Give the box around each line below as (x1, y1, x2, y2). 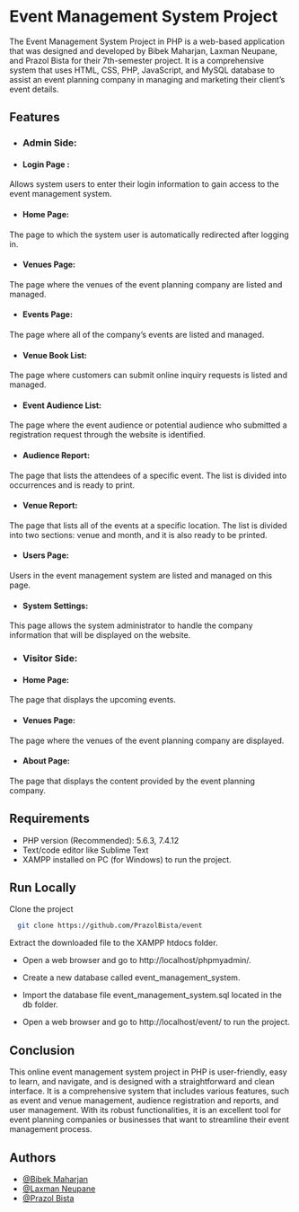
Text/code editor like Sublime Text (22, 845, 149, 855)
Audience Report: (22, 450, 91, 461)
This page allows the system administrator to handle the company (9, 620, 253, 631)
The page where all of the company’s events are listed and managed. (9, 330, 265, 341)
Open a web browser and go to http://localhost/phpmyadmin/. (22, 955, 251, 966)
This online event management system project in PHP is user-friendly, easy (9, 1066, 287, 1077)
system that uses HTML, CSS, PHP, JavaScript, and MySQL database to (9, 65, 276, 75)
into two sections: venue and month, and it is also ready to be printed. (9, 529, 268, 540)
